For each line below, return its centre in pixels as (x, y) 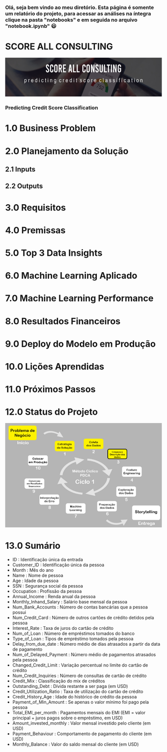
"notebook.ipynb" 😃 (31, 26)
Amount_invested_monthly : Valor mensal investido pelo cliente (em (81, 723)
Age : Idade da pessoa (35, 581)
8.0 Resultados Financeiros (63, 321)
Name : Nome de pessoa (38, 576)
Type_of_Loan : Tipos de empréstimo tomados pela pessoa (73, 639)
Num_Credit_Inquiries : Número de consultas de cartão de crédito (79, 676)
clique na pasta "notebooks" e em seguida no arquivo (71, 20)
